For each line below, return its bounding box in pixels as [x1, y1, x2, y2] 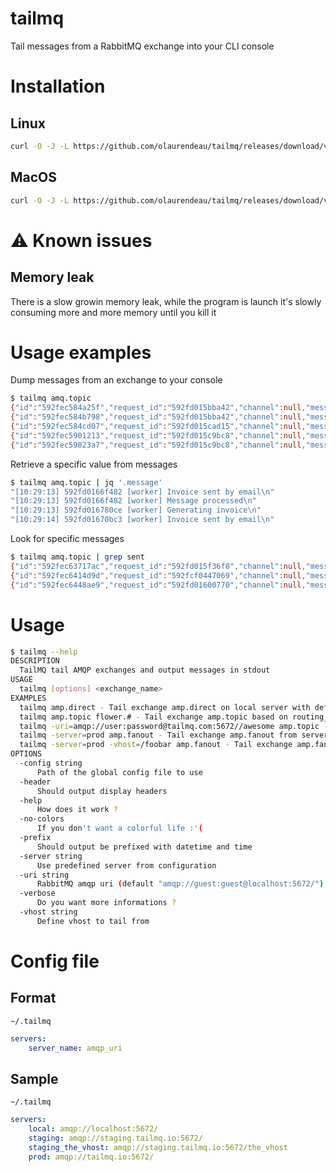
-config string [19, 758, 83, 768]
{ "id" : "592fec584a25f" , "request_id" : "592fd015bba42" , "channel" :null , [10, 403, 307, 413]
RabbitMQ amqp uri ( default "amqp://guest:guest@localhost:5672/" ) [36, 879, 325, 889]
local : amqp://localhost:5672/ [28, 1124, 159, 1134]
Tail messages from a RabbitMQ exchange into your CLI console [10, 40, 275, 52]
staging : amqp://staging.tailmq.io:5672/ [28, 1133, 203, 1144]
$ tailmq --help [10, 647, 78, 657]
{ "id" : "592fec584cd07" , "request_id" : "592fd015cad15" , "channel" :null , [10, 422, 307, 432]
